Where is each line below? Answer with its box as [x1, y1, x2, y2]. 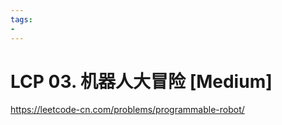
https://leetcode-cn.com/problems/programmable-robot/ [10, 104, 245, 116]
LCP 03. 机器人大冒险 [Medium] [10, 70, 273, 93]
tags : [10, 14, 33, 25]
